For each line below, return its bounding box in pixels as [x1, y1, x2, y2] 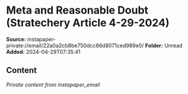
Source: [6, 35, 27, 43]
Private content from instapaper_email [6, 81, 100, 88]
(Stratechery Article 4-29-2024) [6, 16, 170, 30]
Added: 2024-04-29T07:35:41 [6, 48, 81, 55]
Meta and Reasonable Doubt [6, 4, 149, 17]
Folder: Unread [145, 42, 183, 49]
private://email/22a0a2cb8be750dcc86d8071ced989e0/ [6, 42, 144, 49]
